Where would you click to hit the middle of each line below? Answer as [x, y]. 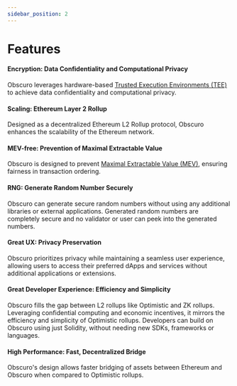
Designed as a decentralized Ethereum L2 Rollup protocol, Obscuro [106, 124]
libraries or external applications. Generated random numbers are [103, 211]
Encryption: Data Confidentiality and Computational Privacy [98, 69]
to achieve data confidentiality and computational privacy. [92, 92]
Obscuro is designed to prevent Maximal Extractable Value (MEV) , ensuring [117, 164]
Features [34, 49]
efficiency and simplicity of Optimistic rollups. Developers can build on [110, 321]
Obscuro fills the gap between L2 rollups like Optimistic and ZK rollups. [111, 305]
